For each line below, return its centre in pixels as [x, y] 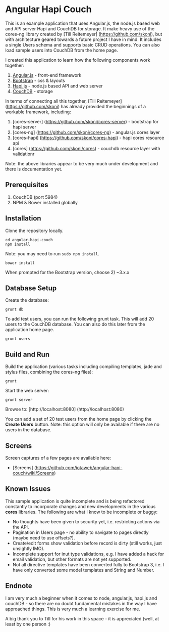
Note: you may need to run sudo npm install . [52, 253]
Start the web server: [27, 391]
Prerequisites [27, 185]
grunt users [18, 339]
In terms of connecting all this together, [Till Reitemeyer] [64, 101]
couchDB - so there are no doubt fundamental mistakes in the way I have [81, 603]
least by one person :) [28, 624]
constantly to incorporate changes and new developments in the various [80, 506]
